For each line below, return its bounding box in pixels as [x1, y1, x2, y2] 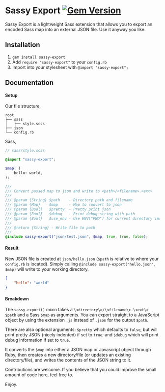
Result [5, 245, 19, 251]
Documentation [5, 79, 54, 87]
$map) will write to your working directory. [5, 266, 89, 272]
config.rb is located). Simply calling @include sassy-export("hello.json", [5, 261, 156, 267]
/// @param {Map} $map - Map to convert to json [5, 202, 122, 207]
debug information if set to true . [5, 337, 70, 343]
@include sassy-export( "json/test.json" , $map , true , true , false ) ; [5, 234, 148, 239]
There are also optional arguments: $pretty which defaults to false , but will [5, 327, 158, 332]
